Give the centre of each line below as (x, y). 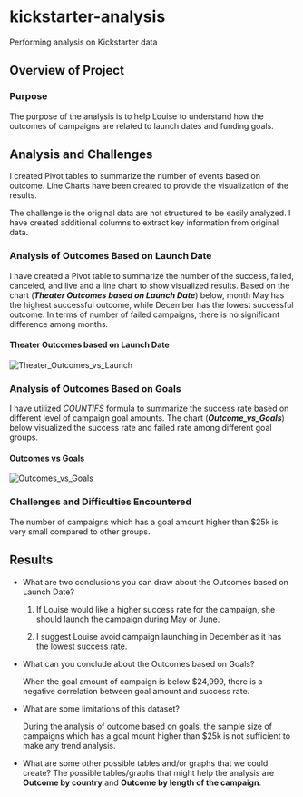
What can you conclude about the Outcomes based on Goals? (138, 663)
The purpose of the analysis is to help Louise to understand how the (137, 116)
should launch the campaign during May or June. (128, 619)
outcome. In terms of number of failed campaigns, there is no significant (144, 314)
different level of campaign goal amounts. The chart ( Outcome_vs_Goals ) (147, 418)
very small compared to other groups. (80, 531)
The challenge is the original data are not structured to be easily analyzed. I (150, 213)
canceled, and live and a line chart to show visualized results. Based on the (150, 285)
